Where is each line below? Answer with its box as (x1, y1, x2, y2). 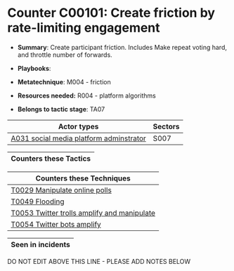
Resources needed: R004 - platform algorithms (17, 91, 156, 100)
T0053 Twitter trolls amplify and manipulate (11, 208, 156, 218)
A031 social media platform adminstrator (11, 133, 146, 143)
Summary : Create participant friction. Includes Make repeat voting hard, (17, 43, 227, 51)
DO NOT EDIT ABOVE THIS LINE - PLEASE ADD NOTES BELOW (7, 257, 191, 265)
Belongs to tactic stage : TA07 (17, 105, 105, 113)
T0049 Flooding (11, 197, 65, 206)
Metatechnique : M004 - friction (17, 77, 111, 86)
